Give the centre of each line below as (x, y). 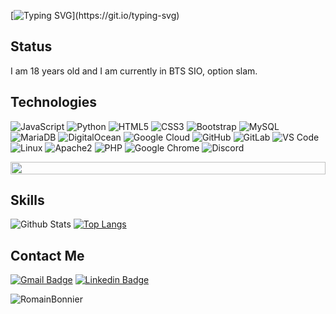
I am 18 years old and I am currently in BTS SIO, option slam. (134, 71)
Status (31, 46)
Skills (27, 200)
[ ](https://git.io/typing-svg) (95, 15)
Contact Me (47, 255)
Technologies (54, 102)
